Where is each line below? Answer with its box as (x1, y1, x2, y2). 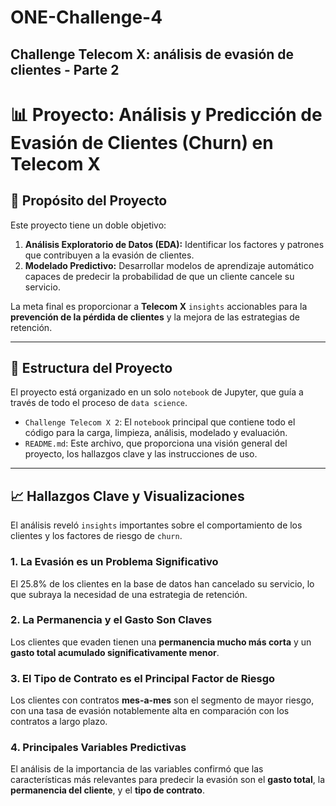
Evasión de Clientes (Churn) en (10, 131, 274, 154)
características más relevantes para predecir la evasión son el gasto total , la (10, 774, 325, 786)
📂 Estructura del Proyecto (10, 359, 173, 376)
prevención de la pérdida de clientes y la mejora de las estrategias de (10, 311, 301, 323)
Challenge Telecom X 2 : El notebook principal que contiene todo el (24, 416, 296, 428)
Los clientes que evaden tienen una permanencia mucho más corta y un (10, 636, 312, 648)
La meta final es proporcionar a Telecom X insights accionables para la (10, 300, 308, 312)
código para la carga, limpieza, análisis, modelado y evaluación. (24, 427, 288, 439)
